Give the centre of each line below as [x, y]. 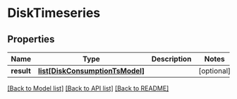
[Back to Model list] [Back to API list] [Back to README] [88, 88]
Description [171, 59]
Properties [31, 39]
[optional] [215, 71]
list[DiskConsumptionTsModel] [91, 71]
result [21, 71]
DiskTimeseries [54, 13]
